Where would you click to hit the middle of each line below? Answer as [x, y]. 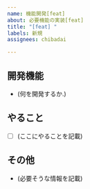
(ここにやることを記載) [50, 136]
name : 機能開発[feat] [36, 14]
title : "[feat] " [32, 27]
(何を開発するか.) [42, 93]
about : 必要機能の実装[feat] [46, 20]
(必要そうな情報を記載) [50, 178]
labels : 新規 [25, 33]
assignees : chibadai [37, 40]
